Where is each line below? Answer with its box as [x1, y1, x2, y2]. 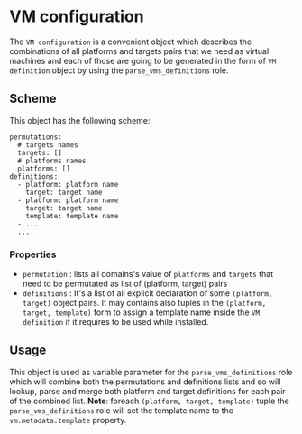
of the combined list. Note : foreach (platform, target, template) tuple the [9, 395, 290, 406]
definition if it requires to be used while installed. [22, 317, 209, 328]
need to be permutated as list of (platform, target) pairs [22, 278, 228, 290]
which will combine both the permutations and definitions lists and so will [9, 376, 281, 387]
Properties [9, 248, 57, 261]
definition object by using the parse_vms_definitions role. [9, 65, 229, 76]
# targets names [17, 140, 78, 150]
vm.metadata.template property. [9, 414, 127, 425]
